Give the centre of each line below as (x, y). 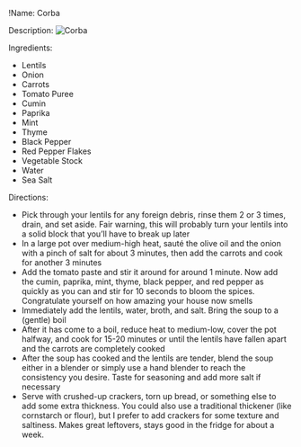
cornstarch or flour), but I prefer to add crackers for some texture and (150, 416)
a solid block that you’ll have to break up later (106, 234)
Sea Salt (37, 180)
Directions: (28, 197)
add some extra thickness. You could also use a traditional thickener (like (156, 406)
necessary (41, 387)
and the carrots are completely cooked (93, 349)
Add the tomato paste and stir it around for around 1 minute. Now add (150, 272)
